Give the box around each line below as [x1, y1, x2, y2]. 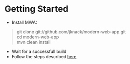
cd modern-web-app [16, 34, 59, 40]
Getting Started [4, 3, 69, 15]
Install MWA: [11, 19, 37, 25]
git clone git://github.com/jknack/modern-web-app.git [16, 29, 126, 34]
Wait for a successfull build [11, 48, 66, 54]
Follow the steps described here [11, 53, 77, 59]
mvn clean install [16, 39, 51, 45]
